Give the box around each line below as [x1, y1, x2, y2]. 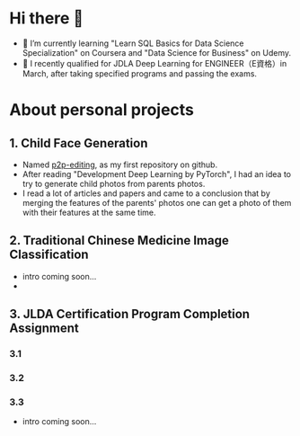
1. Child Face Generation [9, 135, 148, 151]
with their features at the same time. [22, 207, 156, 218]
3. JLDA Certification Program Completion [9, 307, 250, 322]
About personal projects [9, 100, 195, 120]
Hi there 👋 [9, 8, 84, 29]
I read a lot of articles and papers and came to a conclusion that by [22, 188, 271, 199]
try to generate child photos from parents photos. [22, 178, 206, 189]
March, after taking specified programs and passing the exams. [22, 67, 258, 79]
